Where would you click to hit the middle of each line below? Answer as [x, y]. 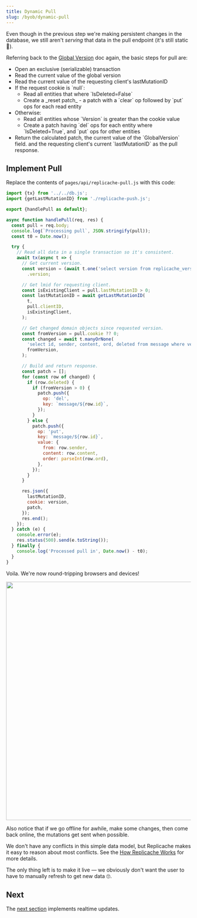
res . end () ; [35, 518]
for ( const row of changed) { [58, 377]
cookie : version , [48, 502]
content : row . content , [71, 453]
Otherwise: [28, 113]
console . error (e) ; [39, 535]
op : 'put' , [51, 431]
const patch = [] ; [44, 371]
